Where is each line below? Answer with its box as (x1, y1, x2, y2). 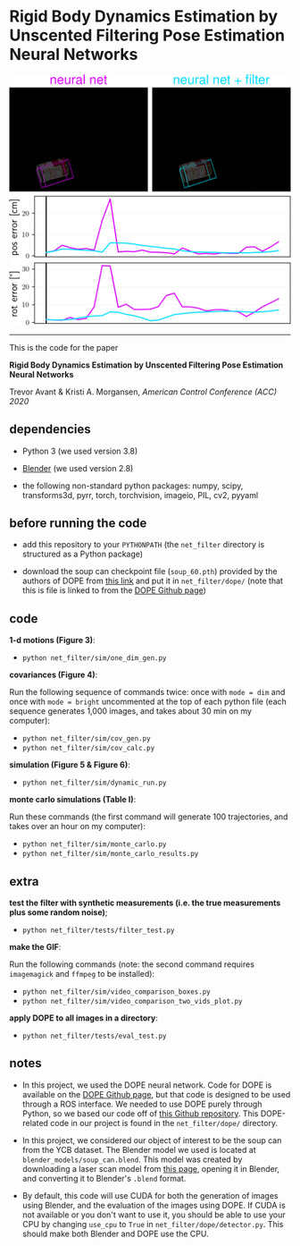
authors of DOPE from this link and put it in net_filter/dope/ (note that (21, 575, 284, 587)
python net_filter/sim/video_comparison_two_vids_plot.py (21, 997, 243, 1006)
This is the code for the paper (9, 342, 119, 352)
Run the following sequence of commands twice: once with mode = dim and (9, 687, 286, 698)
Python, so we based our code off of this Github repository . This (21, 1107, 259, 1119)
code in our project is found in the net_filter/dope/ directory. (50, 1117, 279, 1128)
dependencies (9, 422, 91, 437)
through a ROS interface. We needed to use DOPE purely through (21, 1098, 262, 1109)
